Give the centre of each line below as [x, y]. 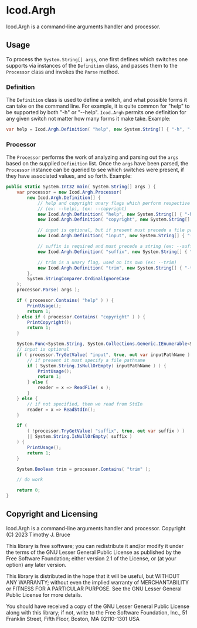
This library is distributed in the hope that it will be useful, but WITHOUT [93, 576]
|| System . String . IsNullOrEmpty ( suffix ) [80, 437]
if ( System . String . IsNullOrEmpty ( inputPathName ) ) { [97, 365]
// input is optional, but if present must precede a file [111, 230]
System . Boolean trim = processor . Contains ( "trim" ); [84, 469]
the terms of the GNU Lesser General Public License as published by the [94, 552]
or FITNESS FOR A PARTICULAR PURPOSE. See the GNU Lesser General [94, 589]
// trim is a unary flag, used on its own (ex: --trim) [107, 263]
